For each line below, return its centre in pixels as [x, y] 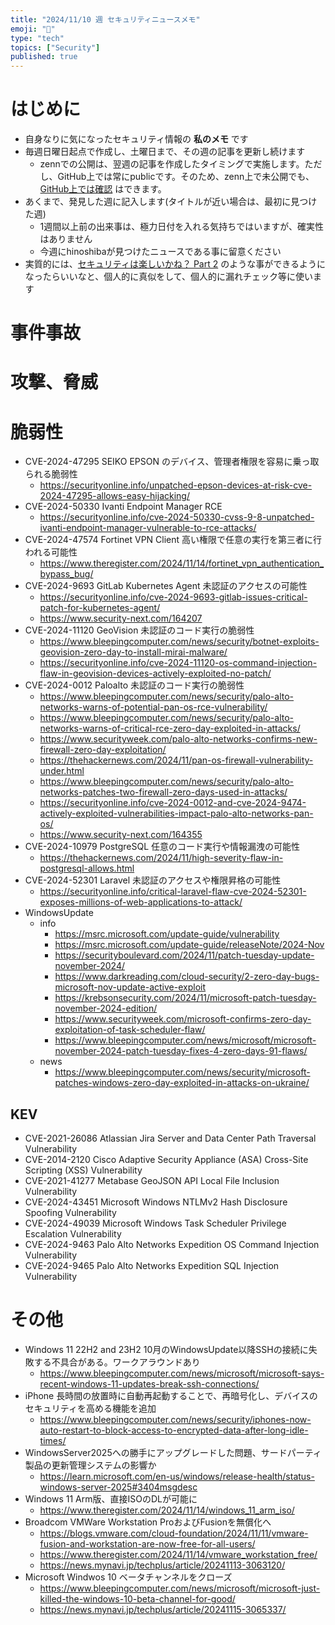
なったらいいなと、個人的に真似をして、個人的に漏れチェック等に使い [169, 277]
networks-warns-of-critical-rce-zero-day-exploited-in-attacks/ [170, 728]
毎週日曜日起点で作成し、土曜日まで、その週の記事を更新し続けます [165, 152]
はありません [66, 239]
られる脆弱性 [51, 474]
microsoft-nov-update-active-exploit [130, 987]
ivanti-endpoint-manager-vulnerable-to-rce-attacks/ [148, 528]
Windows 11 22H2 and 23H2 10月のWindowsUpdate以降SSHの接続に [166, 1350]
